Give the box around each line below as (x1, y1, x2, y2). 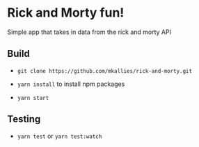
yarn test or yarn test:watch (17, 132, 102, 140)
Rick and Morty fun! (7, 5, 125, 21)
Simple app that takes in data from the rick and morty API (7, 28, 172, 36)
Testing (7, 113, 41, 126)
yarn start (17, 94, 49, 101)
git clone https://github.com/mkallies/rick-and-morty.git (17, 67, 193, 74)
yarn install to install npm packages (17, 80, 125, 88)
